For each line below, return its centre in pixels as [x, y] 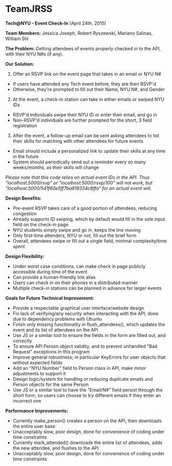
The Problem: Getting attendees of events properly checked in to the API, [83, 48]
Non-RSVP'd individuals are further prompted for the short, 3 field [82, 120]
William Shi [17, 39]
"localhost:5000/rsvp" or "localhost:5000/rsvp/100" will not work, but [79, 182]
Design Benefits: [24, 198]
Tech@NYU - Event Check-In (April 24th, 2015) [56, 23]
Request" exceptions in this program [51, 351]
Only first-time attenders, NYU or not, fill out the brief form [74, 235]
